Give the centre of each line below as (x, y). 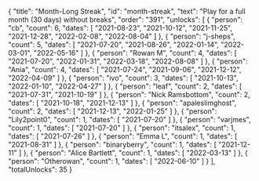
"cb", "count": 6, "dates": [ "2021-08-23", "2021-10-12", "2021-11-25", (120, 28)
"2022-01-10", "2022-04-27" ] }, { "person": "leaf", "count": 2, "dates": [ (125, 86)
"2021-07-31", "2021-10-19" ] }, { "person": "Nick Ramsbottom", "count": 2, (129, 94)
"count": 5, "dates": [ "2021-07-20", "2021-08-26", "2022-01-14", (114, 45)
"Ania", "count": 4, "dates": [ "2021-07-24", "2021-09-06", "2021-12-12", (125, 69)
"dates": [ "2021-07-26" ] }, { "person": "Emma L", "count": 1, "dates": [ (123, 136)
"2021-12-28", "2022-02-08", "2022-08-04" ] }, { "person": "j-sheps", (122, 36)
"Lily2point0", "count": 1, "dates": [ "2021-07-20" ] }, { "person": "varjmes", (129, 119)
